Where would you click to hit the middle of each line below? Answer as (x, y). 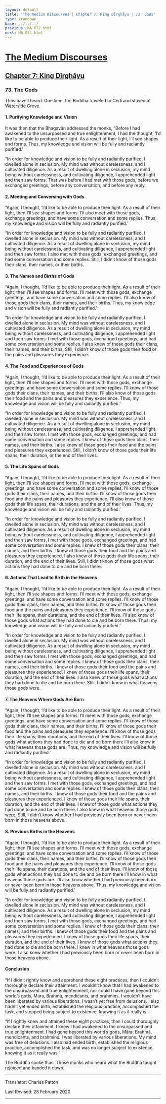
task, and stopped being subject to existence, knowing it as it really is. (76, 1011)
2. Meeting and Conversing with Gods (45, 196)
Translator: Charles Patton (32, 1082)
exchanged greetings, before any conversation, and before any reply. (76, 185)
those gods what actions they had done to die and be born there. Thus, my (81, 620)
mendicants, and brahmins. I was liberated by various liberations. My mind (81, 1037)
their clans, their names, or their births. (44, 265)
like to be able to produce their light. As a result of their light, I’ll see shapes (82, 139)
